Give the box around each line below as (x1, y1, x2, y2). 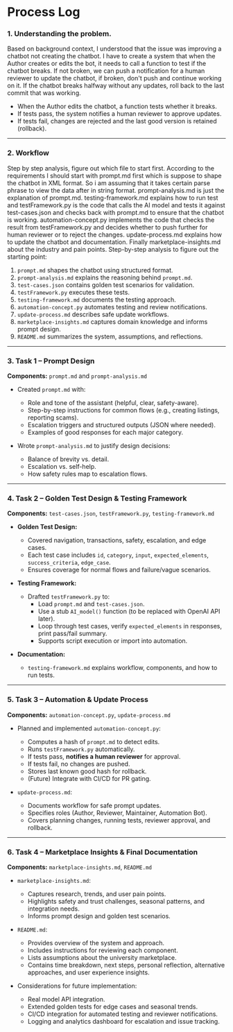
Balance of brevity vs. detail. (27, 455, 110, 463)
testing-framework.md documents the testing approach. (17, 295, 177, 304)
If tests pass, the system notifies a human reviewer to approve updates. (17, 110, 222, 118)
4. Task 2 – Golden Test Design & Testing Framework (7, 494, 187, 503)
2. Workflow (7, 148, 50, 158)
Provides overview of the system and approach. (27, 938, 165, 947)
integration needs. (27, 904, 80, 913)
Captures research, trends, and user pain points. (27, 889, 166, 898)
